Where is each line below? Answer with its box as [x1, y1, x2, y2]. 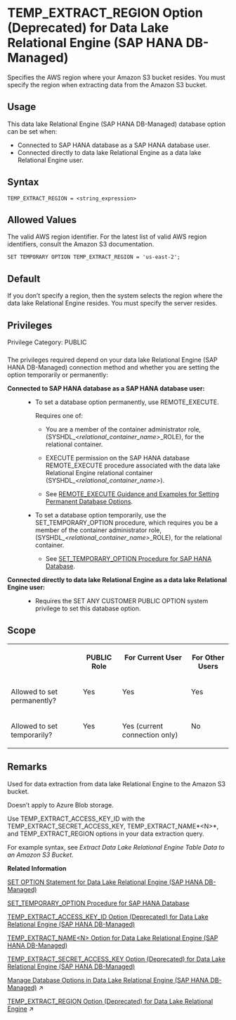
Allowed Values [7, 213, 77, 226]
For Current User [124, 653, 183, 662]
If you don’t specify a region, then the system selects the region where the [7, 291, 223, 300]
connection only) [122, 730, 178, 740]
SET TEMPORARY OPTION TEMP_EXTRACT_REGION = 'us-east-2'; [7, 253, 181, 261]
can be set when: [7, 127, 58, 135]
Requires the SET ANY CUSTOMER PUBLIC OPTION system [34, 596, 209, 605]
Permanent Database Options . [45, 497, 133, 505]
